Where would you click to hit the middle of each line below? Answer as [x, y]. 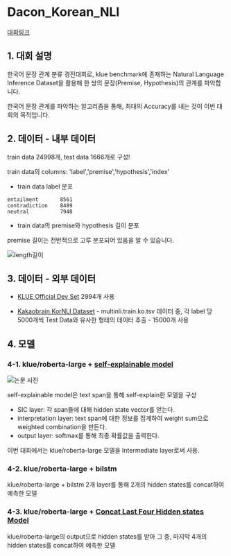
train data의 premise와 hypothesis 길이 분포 [78, 225]
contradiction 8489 [40, 205]
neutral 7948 [40, 211]
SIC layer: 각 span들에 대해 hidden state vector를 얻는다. [96, 410]
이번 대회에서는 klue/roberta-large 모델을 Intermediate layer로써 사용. [103, 451]
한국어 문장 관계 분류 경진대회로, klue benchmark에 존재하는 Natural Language [115, 74]
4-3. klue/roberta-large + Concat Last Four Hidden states [106, 512]
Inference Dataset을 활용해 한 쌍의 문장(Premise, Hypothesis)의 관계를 [105, 82]
